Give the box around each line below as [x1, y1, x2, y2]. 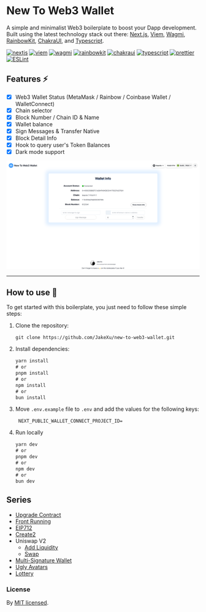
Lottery [15, 570, 34, 577]
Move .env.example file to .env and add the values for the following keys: [15, 405, 199, 413]
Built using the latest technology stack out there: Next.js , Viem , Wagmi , [6, 30, 186, 37]
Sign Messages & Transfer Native [15, 128, 100, 135]
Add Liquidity [24, 543, 58, 551]
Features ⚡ [6, 74, 48, 85]
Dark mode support [15, 148, 65, 156]
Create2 [15, 530, 36, 538]
